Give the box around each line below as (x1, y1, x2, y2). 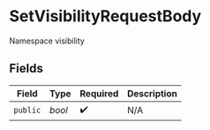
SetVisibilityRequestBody (9, 6, 202, 27)
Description (127, 87, 178, 99)
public (13, 105, 41, 116)
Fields (9, 61, 44, 76)
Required (79, 87, 119, 99)
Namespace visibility (9, 35, 86, 46)
